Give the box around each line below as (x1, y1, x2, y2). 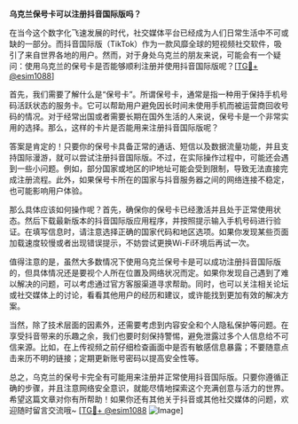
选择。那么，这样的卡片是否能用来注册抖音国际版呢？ (24, 122, 219, 132)
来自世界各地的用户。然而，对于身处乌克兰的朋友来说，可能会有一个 (24, 50, 273, 60)
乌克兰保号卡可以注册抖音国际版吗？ (9, 9, 142, 19)
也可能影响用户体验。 (9, 185, 87, 196)
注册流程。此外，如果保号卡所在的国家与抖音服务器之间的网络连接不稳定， (16, 175, 289, 185)
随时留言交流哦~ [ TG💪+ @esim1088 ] (16, 405, 184, 415)
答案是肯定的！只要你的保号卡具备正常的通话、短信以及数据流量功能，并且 (9, 141, 281, 152)
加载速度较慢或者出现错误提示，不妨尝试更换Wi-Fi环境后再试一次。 (9, 238, 255, 247)
